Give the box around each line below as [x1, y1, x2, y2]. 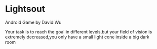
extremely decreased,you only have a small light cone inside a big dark [5, 34, 150, 40]
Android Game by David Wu [5, 19, 62, 25]
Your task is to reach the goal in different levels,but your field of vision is [5, 29, 152, 34]
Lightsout [5, 3, 45, 15]
